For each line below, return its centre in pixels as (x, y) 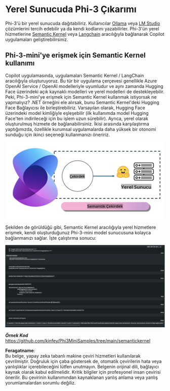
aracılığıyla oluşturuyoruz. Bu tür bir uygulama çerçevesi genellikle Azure (81, 81)
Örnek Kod (17, 335)
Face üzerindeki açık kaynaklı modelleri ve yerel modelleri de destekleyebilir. (85, 92)
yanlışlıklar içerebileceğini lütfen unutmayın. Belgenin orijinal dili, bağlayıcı (82, 366)
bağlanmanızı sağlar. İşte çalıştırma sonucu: (51, 238)
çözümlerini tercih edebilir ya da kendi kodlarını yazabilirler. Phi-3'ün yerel (82, 28)
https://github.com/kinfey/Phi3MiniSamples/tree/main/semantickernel (78, 340)
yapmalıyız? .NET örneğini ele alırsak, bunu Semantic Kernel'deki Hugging (82, 102)
